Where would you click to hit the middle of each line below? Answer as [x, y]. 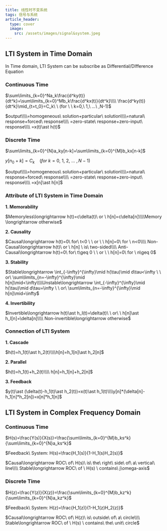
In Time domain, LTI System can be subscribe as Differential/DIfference [79, 66]
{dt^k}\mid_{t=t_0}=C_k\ [30, 106]
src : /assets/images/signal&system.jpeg [57, 33]
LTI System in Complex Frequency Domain [73, 413]
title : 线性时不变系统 [26, 10]
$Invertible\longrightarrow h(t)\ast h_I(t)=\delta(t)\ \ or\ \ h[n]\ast [72, 313]
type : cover [22, 24]
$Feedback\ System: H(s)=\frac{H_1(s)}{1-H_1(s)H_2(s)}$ [64, 453]
